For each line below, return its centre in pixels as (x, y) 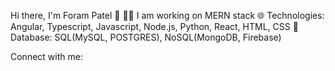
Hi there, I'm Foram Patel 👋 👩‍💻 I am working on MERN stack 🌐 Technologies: (167, 15)
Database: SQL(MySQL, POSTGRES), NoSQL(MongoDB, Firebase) (146, 37)
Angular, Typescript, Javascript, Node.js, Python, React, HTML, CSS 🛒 (154, 26)
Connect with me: (46, 56)
